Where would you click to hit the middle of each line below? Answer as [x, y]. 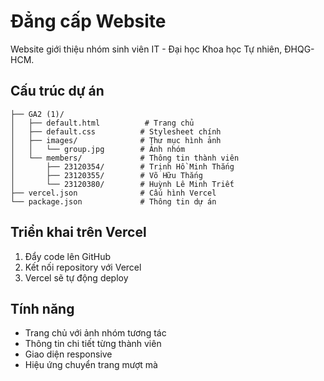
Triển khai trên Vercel [78, 232]
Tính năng [42, 308]
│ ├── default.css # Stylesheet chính [116, 131]
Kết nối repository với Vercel [83, 267]
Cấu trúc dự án [57, 91]
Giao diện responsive [68, 354]
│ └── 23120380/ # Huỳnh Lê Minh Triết [122, 184]
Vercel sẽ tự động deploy [76, 277]
